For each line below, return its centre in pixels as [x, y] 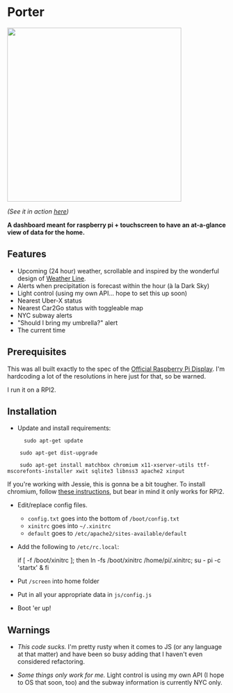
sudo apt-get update [54, 441]
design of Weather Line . [51, 278]
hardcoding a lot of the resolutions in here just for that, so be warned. [107, 376]
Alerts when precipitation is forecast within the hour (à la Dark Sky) [113, 285]
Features [27, 254]
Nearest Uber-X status [49, 301]
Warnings [29, 630]
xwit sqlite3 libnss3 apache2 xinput [130, 471]
